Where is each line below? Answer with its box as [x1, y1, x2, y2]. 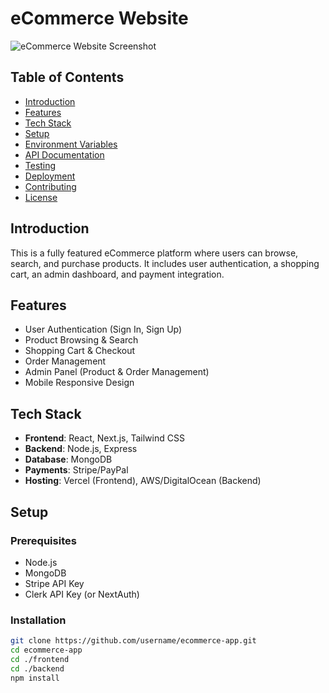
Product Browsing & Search [24, 334, 139, 346]
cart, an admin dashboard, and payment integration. [10, 268, 225, 280]
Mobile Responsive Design [24, 377, 135, 389]
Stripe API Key [24, 577, 85, 589]
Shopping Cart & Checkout [24, 345, 136, 357]
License [24, 191, 58, 203]
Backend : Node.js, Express [24, 443, 138, 455]
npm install [10, 673, 60, 683]
